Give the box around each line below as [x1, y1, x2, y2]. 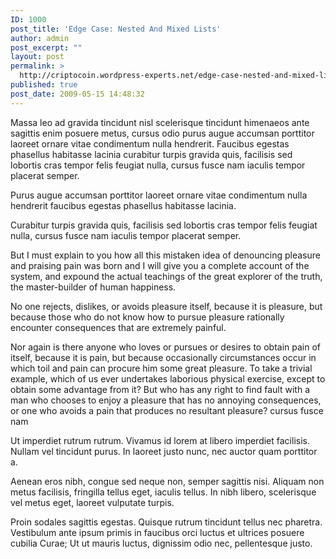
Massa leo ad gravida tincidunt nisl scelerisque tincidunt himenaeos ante [10, 116, 310, 128]
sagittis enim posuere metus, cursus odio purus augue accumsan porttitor [10, 127, 315, 139]
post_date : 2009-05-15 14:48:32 [10, 89, 145, 99]
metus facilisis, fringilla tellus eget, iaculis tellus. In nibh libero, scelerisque [10, 486, 317, 498]
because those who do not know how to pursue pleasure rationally [10, 311, 285, 323]
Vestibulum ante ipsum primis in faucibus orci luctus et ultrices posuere [10, 526, 305, 538]
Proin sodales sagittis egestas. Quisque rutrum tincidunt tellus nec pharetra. [10, 516, 323, 528]
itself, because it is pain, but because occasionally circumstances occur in [10, 351, 317, 363]
